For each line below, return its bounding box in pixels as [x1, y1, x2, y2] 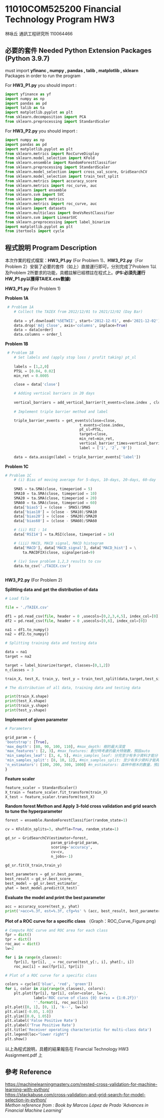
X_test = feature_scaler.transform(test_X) [5, 794, 95, 799]
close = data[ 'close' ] [14, 382, 60, 387]
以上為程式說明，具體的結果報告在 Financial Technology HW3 [5, 1046, 129, 1052]
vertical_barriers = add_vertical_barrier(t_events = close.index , [14, 400, 152, 405]
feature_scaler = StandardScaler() [5, 785, 78, 790]
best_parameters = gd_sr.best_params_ [5, 872, 84, 877]
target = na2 [5, 654, 32, 659]
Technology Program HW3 [5, 14, 115, 25]
